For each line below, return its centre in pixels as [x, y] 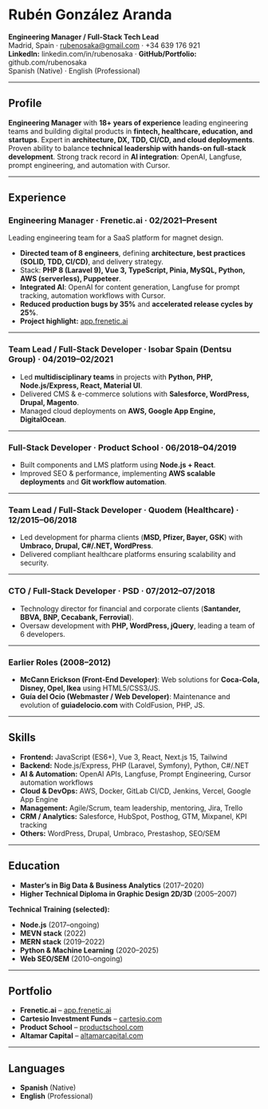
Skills [22, 738]
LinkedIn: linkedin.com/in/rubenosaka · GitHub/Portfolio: [102, 54]
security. [34, 563]
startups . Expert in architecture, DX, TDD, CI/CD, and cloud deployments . [132, 139]
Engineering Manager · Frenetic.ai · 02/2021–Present [113, 221]
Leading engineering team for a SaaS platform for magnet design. [116, 238]
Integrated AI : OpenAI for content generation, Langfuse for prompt [130, 287]
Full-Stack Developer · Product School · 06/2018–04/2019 [122, 447]
